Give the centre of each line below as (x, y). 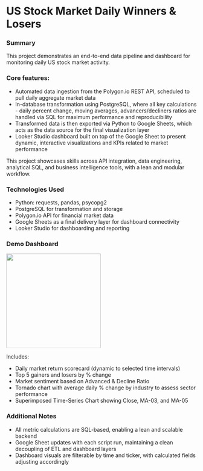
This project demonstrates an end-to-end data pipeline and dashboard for (98, 56)
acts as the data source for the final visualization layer (82, 130)
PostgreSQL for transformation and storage (69, 209)
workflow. (18, 174)
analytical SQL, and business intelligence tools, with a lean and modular (95, 167)
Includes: (18, 357)
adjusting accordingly (42, 461)
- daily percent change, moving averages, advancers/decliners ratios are (105, 111)
